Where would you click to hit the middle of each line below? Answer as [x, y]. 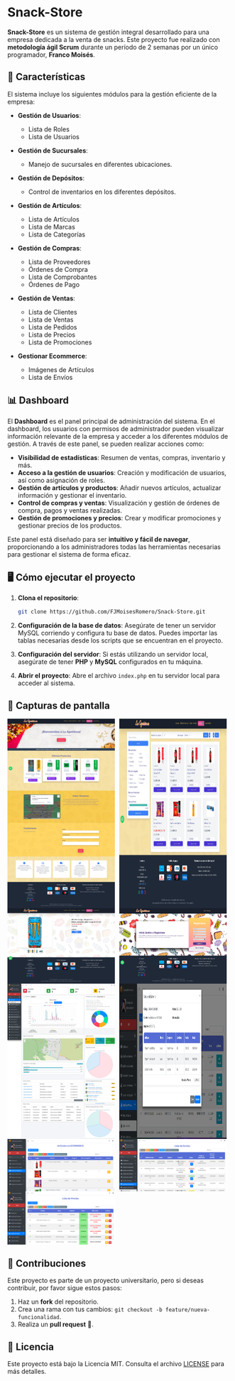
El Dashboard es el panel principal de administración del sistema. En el [111, 421]
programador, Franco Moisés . [51, 55]
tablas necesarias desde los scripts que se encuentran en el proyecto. [120, 640]
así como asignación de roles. [61, 480]
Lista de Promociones [60, 342]
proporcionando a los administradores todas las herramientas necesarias [114, 547]
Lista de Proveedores [59, 262]
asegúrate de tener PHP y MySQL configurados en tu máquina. [110, 662]
